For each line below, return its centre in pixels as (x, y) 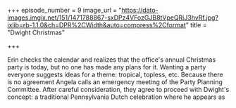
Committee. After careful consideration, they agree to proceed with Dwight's (118, 89)
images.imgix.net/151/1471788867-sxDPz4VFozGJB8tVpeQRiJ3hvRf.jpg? (113, 18)
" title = (196, 25)
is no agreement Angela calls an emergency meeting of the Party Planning (115, 82)
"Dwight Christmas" (36, 32)
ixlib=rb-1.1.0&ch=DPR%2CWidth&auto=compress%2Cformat (97, 25)
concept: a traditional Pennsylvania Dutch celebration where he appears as (116, 97)
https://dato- (140, 10)
